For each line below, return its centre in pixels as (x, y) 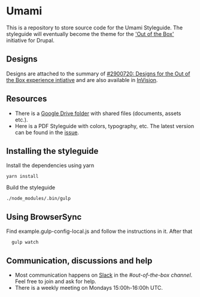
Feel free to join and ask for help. (56, 281)
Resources (27, 99)
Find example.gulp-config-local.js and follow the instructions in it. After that (99, 231)
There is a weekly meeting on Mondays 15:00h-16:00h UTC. (89, 288)
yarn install (22, 177)
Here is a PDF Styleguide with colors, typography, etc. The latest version (104, 126)
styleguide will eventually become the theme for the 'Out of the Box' (90, 34)
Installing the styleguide (52, 151)
